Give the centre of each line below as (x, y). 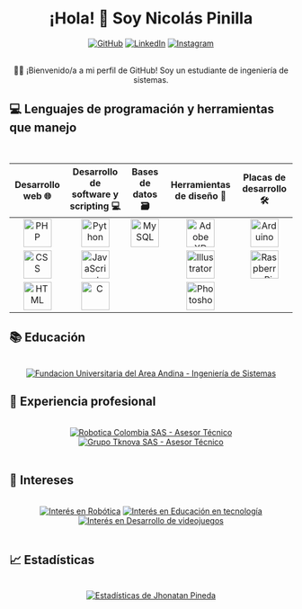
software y (95, 194)
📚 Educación (47, 338)
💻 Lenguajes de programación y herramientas (142, 109)
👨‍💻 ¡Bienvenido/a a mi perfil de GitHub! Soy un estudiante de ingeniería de (151, 70)
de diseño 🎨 (200, 196)
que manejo (43, 128)
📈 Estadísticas (52, 560)
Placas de (264, 177)
